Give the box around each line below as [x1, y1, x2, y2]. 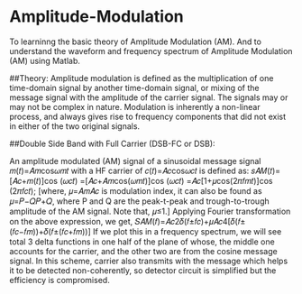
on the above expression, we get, [9, 216, 133, 226]
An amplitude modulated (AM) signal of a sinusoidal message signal [9, 155, 261, 166]
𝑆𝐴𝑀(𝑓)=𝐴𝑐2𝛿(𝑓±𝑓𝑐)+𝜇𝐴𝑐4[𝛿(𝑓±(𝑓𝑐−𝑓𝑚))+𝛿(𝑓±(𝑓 [134, 216, 246, 226]
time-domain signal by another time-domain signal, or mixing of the [9, 82, 260, 93]
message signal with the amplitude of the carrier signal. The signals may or [9, 92, 288, 103]
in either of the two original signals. [9, 120, 141, 132]
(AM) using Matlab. [9, 55, 81, 66]
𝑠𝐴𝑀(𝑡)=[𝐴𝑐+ [251, 165, 281, 176]
